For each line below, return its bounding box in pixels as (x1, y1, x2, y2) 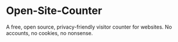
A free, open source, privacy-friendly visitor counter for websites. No (6, 23, 172, 30)
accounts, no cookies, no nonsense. (6, 29, 93, 36)
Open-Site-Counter (6, 4, 102, 17)
